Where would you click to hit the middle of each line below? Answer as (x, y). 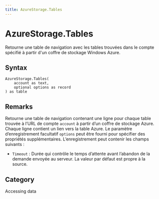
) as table (16, 92)
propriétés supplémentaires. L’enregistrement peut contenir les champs (77, 139)
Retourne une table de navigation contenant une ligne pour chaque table (78, 119)
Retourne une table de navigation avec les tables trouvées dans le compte (80, 47)
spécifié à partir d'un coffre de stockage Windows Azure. (63, 52)
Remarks (19, 107)
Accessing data (21, 191)
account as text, (32, 83)
